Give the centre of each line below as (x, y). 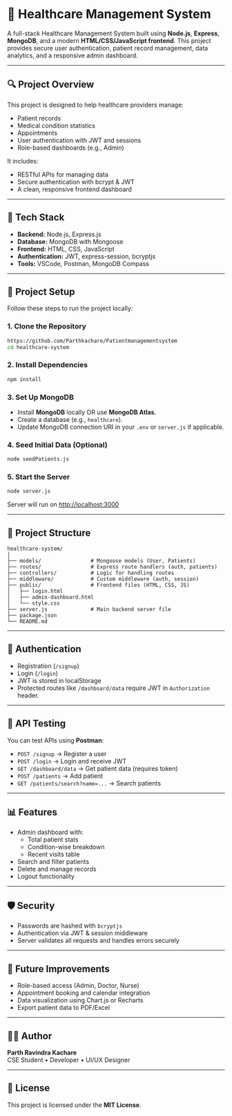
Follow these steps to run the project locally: (70, 308)
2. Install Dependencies (48, 365)
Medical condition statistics (56, 125)
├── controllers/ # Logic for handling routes (91, 573)
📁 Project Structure (49, 533)
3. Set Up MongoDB (40, 397)
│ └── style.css (33, 603)
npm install (24, 379)
